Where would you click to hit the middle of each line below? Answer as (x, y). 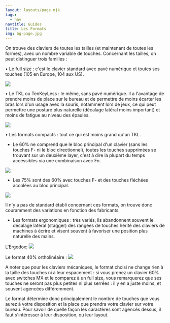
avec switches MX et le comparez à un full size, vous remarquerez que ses (83, 278)
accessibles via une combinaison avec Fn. (57, 160)
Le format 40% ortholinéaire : (36, 257)
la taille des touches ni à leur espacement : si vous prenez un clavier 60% (82, 272)
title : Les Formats (26, 29)
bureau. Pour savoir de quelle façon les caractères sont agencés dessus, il (83, 309)
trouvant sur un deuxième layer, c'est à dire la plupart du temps (79, 155)
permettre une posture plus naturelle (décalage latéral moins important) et (83, 110)
